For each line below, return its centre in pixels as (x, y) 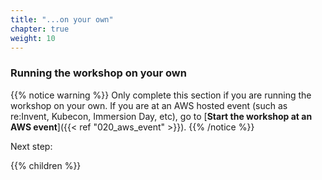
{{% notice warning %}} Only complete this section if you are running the (161, 95)
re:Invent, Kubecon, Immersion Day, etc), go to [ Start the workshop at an (161, 116)
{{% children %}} (46, 165)
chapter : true (40, 29)
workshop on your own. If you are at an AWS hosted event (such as (149, 105)
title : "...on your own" (62, 19)
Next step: (31, 146)
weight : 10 (33, 38)
